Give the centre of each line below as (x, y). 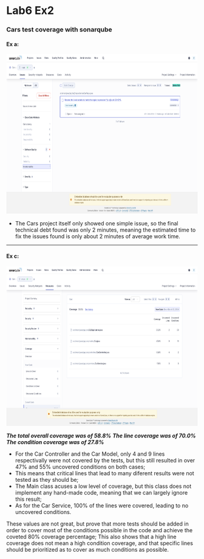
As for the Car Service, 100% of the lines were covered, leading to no (102, 506)
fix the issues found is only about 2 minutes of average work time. (97, 236)
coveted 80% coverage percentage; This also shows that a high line (91, 537)
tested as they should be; (47, 479)
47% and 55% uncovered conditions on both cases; (80, 467)
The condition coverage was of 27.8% (55, 442)
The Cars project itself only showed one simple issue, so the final (97, 224)
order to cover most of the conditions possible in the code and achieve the (100, 530)
